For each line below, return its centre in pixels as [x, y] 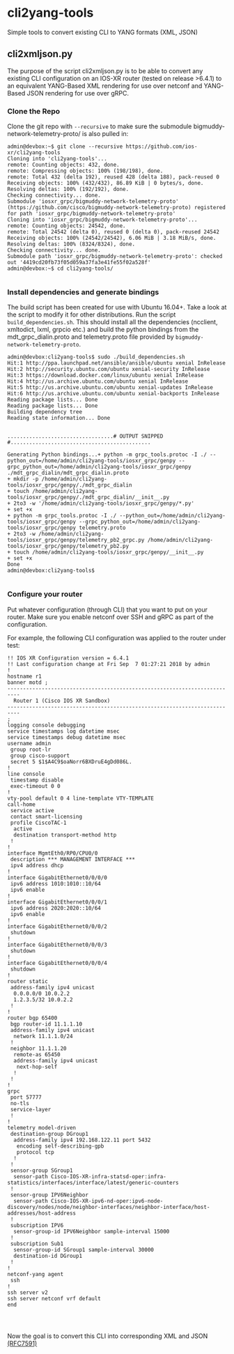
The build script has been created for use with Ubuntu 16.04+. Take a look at [117, 307]
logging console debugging [46, 725]
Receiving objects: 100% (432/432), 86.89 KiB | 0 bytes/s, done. [106, 183]
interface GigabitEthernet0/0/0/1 [57, 902]
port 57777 [26, 1097]
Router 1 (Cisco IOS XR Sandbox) [62, 701]
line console [26, 774]
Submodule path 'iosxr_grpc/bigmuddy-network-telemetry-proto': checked [115, 257]
